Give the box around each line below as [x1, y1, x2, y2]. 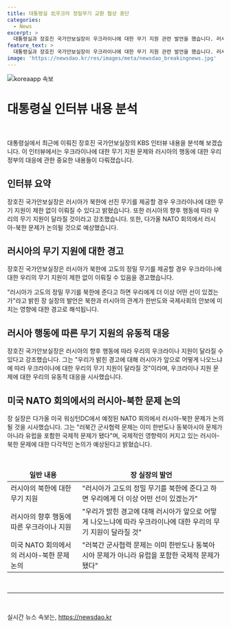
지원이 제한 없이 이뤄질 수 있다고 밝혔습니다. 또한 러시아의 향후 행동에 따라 [14, 206, 212, 214]
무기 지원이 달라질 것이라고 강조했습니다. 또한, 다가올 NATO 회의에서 [19, 215, 203, 223]
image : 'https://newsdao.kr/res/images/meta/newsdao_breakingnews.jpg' [7, 55, 217, 62]
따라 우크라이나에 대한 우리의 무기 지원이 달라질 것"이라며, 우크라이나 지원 [14, 364, 212, 372]
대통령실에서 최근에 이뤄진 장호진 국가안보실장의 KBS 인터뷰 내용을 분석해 [7, 138, 205, 147]
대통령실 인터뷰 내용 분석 [7, 101, 138, 117]
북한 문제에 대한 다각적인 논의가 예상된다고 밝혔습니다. [7, 440, 153, 448]
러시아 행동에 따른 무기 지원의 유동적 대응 [7, 327, 170, 339]
